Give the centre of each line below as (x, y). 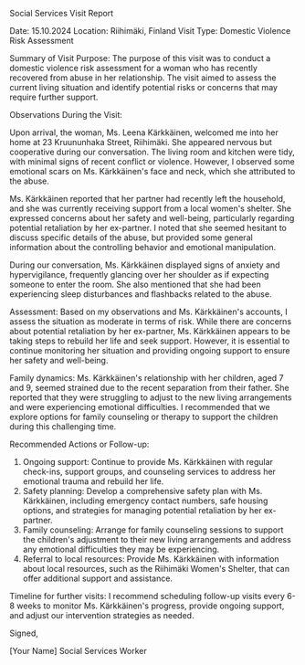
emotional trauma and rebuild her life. (93, 481)
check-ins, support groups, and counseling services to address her (149, 471)
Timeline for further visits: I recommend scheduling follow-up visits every (147, 596)
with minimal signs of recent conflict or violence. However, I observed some (152, 162)
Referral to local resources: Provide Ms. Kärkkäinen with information (151, 559)
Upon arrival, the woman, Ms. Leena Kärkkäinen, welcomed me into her (144, 132)
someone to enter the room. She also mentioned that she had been (136, 284)
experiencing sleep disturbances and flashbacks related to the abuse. (141, 294)
